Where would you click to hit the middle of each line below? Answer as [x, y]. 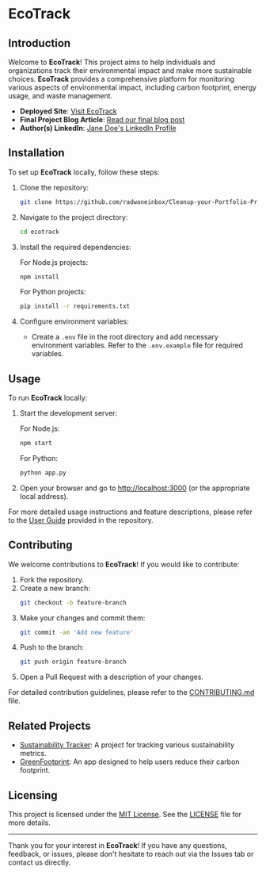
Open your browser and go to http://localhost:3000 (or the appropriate [135, 488]
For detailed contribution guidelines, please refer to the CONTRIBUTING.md [131, 693]
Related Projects [49, 725]
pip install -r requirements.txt [75, 306]
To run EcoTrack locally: [48, 398]
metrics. [33, 754]
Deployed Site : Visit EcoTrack [68, 111]
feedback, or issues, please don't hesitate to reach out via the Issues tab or [131, 854]
